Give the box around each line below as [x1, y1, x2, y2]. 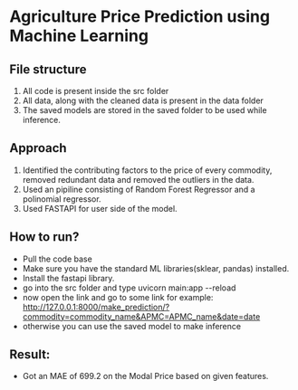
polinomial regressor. [22, 193, 101, 205]
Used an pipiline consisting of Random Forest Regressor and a [22, 184, 255, 195]
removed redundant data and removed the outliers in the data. [22, 174, 255, 185]
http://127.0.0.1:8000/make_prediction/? [22, 301, 170, 312]
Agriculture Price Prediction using [9, 6, 270, 27]
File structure [9, 62, 87, 77]
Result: [9, 347, 51, 363]
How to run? [9, 229, 80, 245]
